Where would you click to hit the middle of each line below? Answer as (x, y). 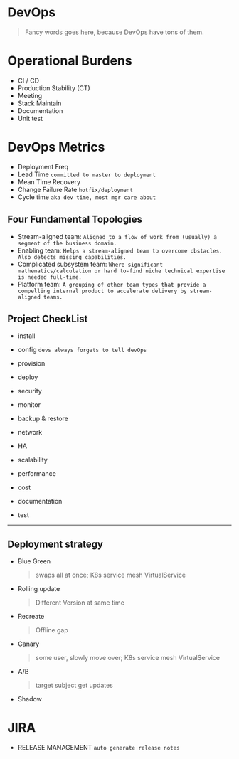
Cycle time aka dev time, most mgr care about (87, 197)
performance (37, 474)
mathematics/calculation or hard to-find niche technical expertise (121, 271)
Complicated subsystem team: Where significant (90, 264)
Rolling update (39, 589)
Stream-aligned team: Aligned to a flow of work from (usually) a (117, 236)
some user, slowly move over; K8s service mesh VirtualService (128, 658)
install (26, 336)
